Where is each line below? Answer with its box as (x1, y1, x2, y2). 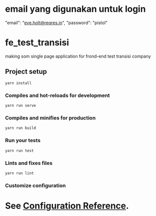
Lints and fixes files (5, 159, 53, 166)
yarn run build (5, 125, 36, 131)
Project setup (5, 67, 48, 76)
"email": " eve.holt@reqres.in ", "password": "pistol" (5, 20, 108, 26)
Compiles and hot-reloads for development (5, 92, 110, 99)
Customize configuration (5, 182, 66, 189)
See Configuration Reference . (5, 200, 129, 211)
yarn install (5, 80, 32, 86)
